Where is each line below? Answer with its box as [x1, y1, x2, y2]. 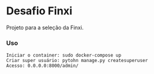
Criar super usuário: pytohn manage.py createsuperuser [6, 58, 148, 64]
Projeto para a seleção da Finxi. [6, 24, 84, 31]
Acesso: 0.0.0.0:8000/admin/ [6, 63, 79, 69]
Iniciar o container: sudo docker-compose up [6, 53, 121, 58]
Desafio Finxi [6, 4, 73, 18]
